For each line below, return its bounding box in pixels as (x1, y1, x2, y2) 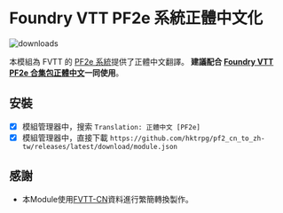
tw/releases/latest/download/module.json (21, 142, 177, 151)
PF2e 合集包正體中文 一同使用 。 (9, 67, 124, 78)
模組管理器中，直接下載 (21, 132, 108, 143)
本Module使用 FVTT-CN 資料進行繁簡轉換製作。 (21, 193, 193, 204)
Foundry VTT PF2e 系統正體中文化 (9, 8, 263, 28)
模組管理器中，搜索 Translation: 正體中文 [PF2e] (21, 121, 201, 131)
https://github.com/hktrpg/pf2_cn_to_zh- (109, 134, 265, 143)
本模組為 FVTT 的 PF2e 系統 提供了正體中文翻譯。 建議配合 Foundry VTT (9, 56, 274, 67)
